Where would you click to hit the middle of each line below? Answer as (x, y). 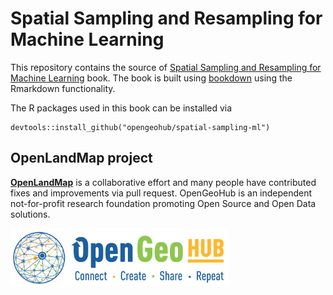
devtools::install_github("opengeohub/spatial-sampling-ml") (140, 127)
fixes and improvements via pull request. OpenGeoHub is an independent (161, 193)
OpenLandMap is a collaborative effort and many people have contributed (163, 182)
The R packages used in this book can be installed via (121, 108)
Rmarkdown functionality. (63, 88)
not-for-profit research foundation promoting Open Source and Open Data (163, 203)
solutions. (30, 214)
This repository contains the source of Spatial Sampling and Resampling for (166, 67)
